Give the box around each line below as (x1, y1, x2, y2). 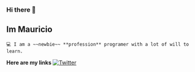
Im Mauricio (6, 24, 53, 35)
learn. (6, 48, 23, 54)
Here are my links (6, 59, 52, 66)
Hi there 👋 (6, 5, 37, 14)
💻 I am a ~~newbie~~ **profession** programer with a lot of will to (6, 41, 189, 48)
